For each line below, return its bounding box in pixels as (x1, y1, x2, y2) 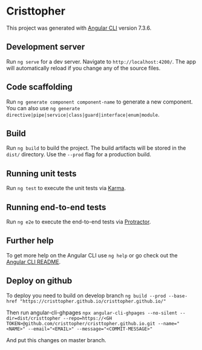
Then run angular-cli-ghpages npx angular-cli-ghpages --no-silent (6, 309, 178, 316)
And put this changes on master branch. (6, 336, 107, 343)
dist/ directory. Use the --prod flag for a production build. (6, 151, 151, 158)
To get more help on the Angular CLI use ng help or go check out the (6, 251, 178, 259)
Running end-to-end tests (6, 202, 106, 213)
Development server (6, 42, 85, 52)
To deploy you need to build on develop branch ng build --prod (6, 292, 166, 299)
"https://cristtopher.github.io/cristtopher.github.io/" (19, 298, 166, 304)
